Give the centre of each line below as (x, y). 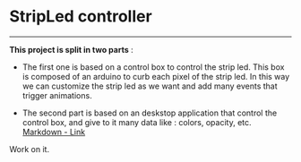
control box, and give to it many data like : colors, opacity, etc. (137, 122)
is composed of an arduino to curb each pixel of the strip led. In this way (156, 76)
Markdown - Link (54, 132)
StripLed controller (81, 17)
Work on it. (30, 149)
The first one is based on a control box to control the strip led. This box (153, 67)
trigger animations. (57, 95)
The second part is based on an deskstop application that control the (150, 113)
